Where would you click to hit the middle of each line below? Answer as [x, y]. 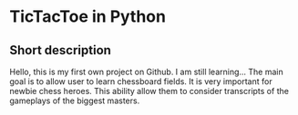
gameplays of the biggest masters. [75, 101]
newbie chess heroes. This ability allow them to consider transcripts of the [149, 91]
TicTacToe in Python [88, 17]
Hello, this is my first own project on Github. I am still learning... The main [147, 72]
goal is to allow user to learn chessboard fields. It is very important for [141, 81]
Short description [61, 50]
